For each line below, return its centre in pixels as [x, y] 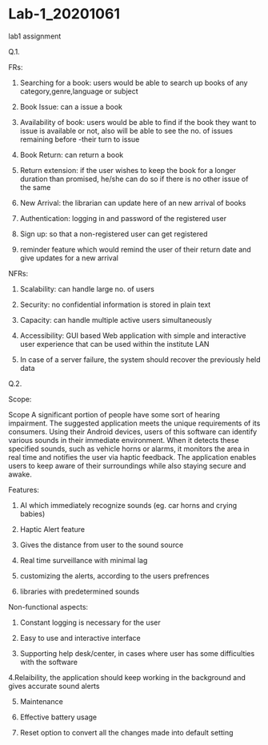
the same [35, 187]
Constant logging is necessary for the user [90, 622]
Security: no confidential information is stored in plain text [115, 304]
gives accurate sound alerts [54, 686]
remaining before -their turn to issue [80, 139]
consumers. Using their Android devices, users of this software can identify [133, 431]
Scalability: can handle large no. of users [87, 288]
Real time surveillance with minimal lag [84, 560]
